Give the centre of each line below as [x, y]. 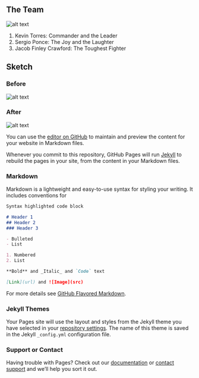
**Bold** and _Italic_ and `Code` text [56, 272]
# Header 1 [20, 217]
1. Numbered [21, 255]
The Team [25, 10]
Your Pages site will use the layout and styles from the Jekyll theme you [94, 322]
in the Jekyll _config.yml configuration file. [59, 335]
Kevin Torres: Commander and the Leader [66, 36]
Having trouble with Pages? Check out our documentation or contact [90, 363]
